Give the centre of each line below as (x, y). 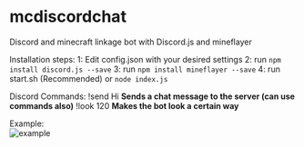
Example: (27, 123)
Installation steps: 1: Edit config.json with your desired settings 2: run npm (146, 59)
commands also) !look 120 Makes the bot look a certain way (124, 105)
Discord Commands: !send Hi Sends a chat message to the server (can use (152, 96)
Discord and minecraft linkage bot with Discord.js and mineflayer (131, 42)
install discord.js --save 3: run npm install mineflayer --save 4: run (145, 69)
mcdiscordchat (68, 17)
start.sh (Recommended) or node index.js (89, 78)
